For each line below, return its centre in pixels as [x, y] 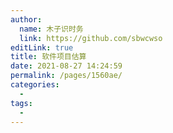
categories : [35, 85]
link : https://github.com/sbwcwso [91, 38]
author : [26, 19]
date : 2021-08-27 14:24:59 [66, 66]
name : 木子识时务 [51, 29]
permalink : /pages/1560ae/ [66, 76]
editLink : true [42, 47]
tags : [21, 103]
